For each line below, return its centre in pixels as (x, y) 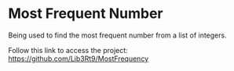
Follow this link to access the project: (68, 50)
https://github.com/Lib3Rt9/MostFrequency (79, 59)
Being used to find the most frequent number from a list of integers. (117, 35)
